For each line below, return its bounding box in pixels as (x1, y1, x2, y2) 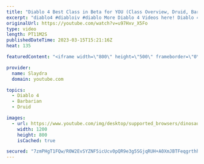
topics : (6, 87, 26, 93)
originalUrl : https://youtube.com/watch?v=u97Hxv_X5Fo (6, 20, 148, 26)
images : (6, 115, 26, 121)
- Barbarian (12, 98, 42, 104)
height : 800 (17, 132, 47, 138)
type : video (6, 26, 36, 32)
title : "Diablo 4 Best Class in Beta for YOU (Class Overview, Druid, (6, 9, 189, 15)
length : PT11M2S (6, 32, 47, 38)
